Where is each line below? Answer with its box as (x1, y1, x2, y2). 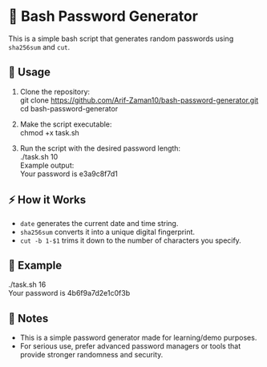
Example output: (19, 160, 75, 170)
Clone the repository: (19, 87, 91, 96)
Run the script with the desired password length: (19, 143, 181, 153)
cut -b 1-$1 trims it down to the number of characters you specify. (19, 236, 242, 245)
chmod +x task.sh (19, 127, 80, 137)
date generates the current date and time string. (19, 218, 179, 228)
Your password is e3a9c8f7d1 (19, 168, 118, 179)
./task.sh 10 (19, 151, 59, 161)
